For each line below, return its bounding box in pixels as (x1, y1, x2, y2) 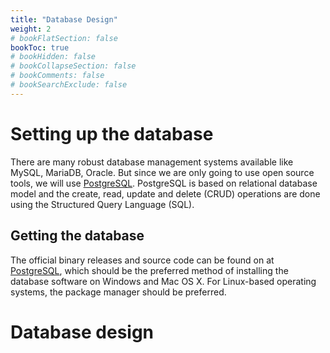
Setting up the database (10, 122, 214, 145)
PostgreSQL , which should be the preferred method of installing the (10, 264, 289, 276)
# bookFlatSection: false (10, 33, 118, 43)
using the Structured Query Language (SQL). (10, 198, 195, 210)
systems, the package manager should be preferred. (10, 286, 227, 298)
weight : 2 (10, 24, 52, 34)
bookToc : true (10, 42, 70, 53)
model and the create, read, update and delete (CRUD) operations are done (10, 187, 321, 200)
